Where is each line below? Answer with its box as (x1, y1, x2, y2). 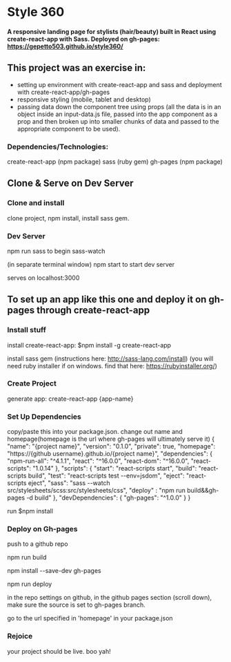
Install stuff (7, 325, 46, 335)
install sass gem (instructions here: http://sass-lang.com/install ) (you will (7, 354, 214, 363)
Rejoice (7, 632, 33, 641)
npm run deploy (7, 580, 52, 588)
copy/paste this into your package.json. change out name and (7, 428, 183, 436)
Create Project (7, 379, 57, 388)
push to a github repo (7, 540, 68, 548)
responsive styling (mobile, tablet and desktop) (17, 95, 152, 104)
